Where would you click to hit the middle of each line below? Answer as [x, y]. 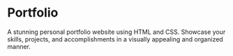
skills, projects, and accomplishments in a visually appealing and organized [115, 39]
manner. [19, 46]
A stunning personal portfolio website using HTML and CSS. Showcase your [116, 32]
